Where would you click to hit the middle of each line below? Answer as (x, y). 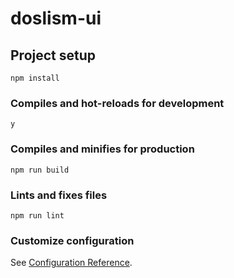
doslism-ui (56, 18)
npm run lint (37, 215)
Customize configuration (72, 240)
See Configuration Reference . (71, 263)
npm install (35, 78)
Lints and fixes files (59, 195)
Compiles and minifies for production (102, 149)
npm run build (40, 170)
